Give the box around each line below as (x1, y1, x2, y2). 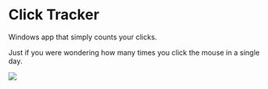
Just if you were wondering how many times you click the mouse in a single (8, 47, 260, 57)
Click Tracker (8, 6, 99, 24)
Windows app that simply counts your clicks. (8, 32, 157, 42)
